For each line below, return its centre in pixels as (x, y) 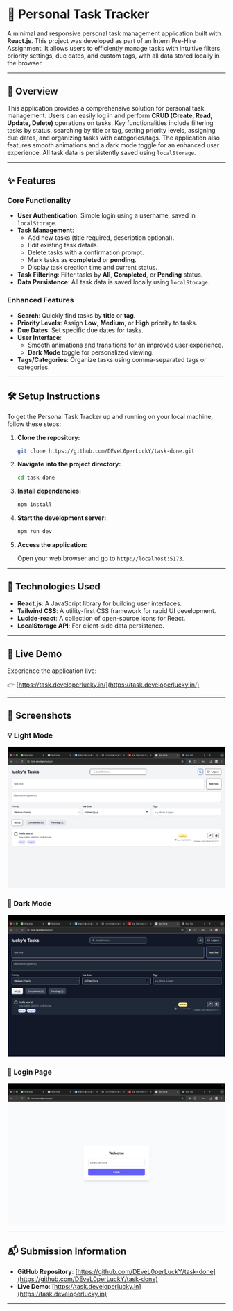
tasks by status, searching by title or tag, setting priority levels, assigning (112, 130)
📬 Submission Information (67, 1252)
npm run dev (34, 532)
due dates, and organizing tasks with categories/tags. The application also (114, 138)
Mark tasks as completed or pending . (82, 260)
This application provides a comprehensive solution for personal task (106, 108)
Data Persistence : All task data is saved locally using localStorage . (113, 282)
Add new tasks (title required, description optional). (101, 238)
